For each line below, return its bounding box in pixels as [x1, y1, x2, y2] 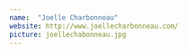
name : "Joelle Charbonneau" [9, 13, 119, 22]
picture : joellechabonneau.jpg [9, 30, 127, 39]
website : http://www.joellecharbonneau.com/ [9, 22, 179, 31]
